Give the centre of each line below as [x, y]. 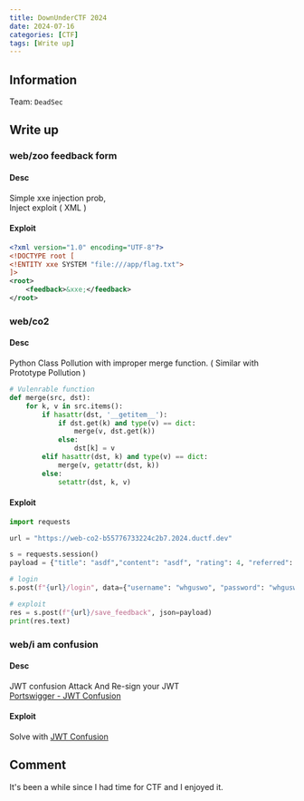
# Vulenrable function [52, 390]
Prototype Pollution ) [47, 373]
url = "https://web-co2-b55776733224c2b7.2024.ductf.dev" [121, 538]
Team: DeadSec [36, 102]
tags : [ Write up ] [42, 43]
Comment [38, 765]
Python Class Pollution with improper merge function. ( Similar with [134, 363]
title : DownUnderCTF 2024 [58, 18]
